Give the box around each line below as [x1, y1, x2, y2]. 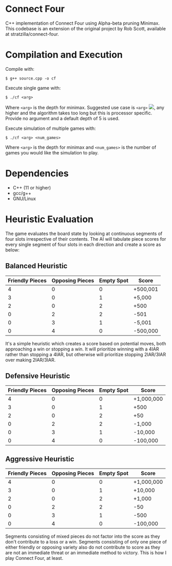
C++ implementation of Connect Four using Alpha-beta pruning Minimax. [5, 20, 160, 26]
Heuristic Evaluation [5, 213, 94, 225]
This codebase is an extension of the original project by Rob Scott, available [5, 25, 166, 31]
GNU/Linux [12, 196, 36, 202]
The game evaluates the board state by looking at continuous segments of [5, 230, 163, 237]
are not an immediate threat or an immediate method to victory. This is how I [5, 550, 167, 556]
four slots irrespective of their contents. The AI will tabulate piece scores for [5, 236, 166, 242]
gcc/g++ [12, 190, 32, 196]
